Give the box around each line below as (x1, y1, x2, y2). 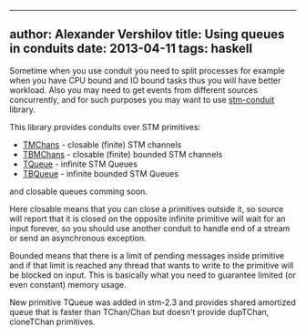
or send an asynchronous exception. (9, 232, 147, 243)
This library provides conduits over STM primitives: (9, 121, 201, 132)
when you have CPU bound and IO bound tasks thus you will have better (9, 75, 281, 86)
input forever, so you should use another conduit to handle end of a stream (9, 222, 291, 233)
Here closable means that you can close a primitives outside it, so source (9, 203, 284, 214)
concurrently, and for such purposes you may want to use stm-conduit (9, 94, 275, 105)
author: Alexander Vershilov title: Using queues (9, 26, 285, 42)
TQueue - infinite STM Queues (22, 158, 138, 169)
